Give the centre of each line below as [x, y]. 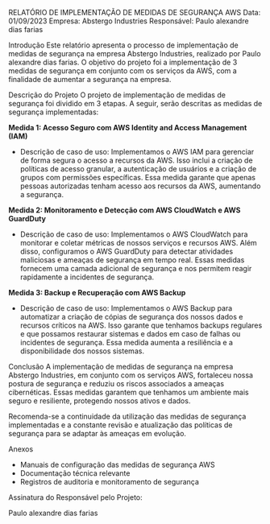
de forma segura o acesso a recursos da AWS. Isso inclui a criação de [136, 160]
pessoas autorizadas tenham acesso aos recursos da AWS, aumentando [140, 186]
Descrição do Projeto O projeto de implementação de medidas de [117, 95]
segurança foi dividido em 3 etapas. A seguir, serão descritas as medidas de [135, 103]
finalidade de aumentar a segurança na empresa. [90, 79]
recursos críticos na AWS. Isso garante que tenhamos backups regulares [141, 325]
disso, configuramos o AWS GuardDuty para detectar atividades [127, 251]
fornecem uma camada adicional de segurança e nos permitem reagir [136, 268]
